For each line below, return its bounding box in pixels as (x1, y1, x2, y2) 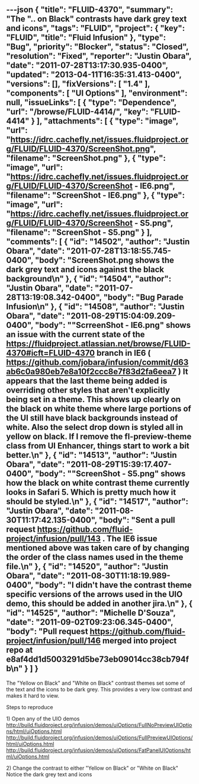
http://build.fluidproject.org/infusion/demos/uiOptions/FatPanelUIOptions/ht (6, 747, 191, 754)
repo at (6, 645, 33, 655)
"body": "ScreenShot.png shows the (34, 255, 175, 265)
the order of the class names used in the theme (6, 552, 184, 562)
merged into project (102, 636, 177, 646)
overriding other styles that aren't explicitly (6, 385, 170, 396)
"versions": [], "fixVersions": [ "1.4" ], (6, 79, 150, 89)
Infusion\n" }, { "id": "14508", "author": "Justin (6, 302, 185, 312)
